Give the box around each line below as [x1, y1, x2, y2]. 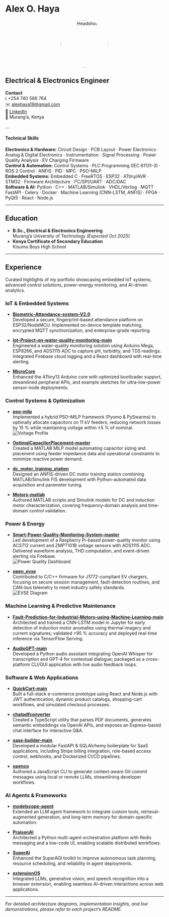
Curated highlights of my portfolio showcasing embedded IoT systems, [5, 276, 152, 282]
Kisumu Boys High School [12, 244, 66, 250]
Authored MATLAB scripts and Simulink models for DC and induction [12, 497, 155, 503]
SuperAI [12, 850, 30, 856]
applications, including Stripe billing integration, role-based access [12, 748, 151, 754]
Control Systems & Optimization [5, 397, 86, 404]
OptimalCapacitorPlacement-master [12, 440, 91, 446]
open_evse [12, 568, 36, 574]
